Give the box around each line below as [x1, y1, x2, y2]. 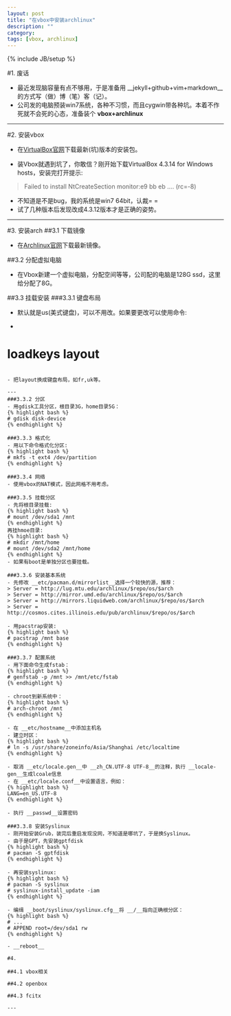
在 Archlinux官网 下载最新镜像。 [16, 241, 104, 249]
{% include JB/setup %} [7, 55, 76, 63]
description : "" [7, 23, 54, 30]
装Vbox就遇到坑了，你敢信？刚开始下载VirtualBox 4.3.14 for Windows [16, 160, 213, 168]
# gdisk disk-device [7, 416, 67, 422]
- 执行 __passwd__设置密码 [7, 810, 78, 817]
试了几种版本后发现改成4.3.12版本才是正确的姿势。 [16, 205, 160, 214]
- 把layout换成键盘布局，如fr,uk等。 [7, 377, 104, 384]
